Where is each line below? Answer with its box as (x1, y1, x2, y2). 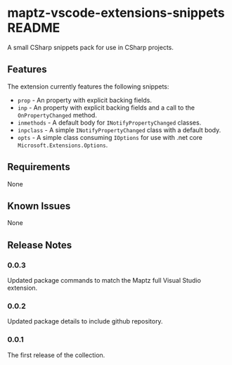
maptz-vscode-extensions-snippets (7, 5, 225, 21)
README (7, 20, 60, 36)
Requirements (7, 161, 70, 173)
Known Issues (7, 200, 71, 212)
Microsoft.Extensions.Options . (17, 141, 108, 149)
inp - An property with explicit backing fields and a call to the (17, 103, 195, 112)
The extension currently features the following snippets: (7, 82, 169, 91)
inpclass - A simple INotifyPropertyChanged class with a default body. (17, 125, 221, 134)
